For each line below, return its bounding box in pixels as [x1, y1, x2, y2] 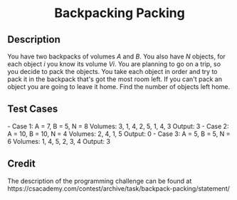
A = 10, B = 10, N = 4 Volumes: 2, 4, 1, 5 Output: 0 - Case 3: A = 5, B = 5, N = [7, 130, 231, 138]
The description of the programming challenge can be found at [7, 177, 192, 185]
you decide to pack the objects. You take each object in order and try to [7, 68, 218, 75]
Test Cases [7, 103, 58, 115]
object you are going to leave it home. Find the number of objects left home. [7, 83, 231, 90]
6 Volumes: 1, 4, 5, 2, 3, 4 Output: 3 [7, 137, 110, 145]
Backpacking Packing [54, 5, 185, 21]
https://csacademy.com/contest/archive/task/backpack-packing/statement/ [7, 184, 230, 193]
